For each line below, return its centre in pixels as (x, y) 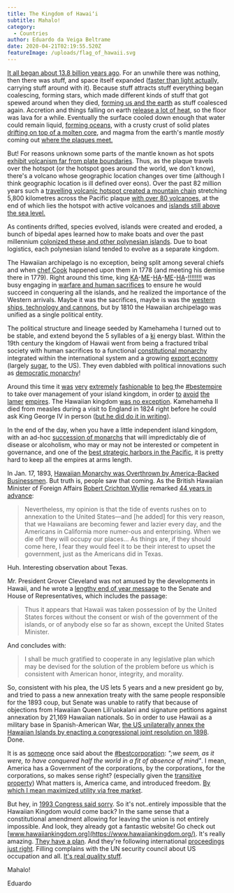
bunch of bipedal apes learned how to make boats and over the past (105, 234)
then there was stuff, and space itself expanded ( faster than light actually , (113, 80)
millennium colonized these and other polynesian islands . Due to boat (107, 241)
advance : (21, 496)
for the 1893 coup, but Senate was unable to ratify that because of (103, 702)
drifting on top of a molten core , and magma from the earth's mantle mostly (116, 132)
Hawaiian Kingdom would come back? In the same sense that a (98, 811)
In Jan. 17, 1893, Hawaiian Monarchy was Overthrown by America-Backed (113, 473)
